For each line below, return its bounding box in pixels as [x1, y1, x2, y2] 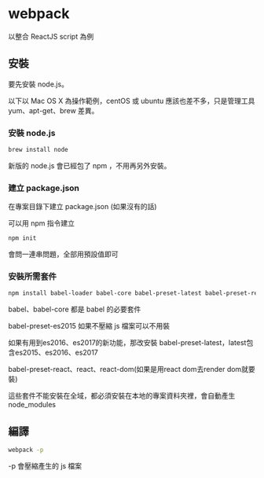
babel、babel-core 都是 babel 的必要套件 [8, 304, 141, 314]
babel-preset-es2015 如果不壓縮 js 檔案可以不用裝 [8, 322, 170, 331]
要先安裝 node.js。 [8, 79, 69, 89]
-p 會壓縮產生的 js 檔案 [8, 461, 82, 470]
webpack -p [8, 446, 44, 454]
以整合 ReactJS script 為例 [8, 31, 94, 41]
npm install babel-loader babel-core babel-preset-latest [8, 289, 202, 297]
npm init [8, 234, 37, 242]
